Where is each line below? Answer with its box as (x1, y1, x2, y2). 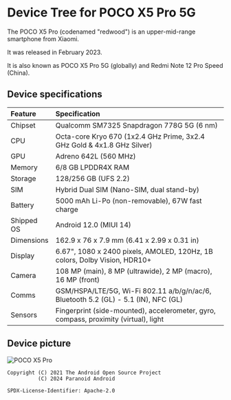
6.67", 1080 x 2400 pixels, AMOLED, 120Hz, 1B (55, 246, 213, 256)
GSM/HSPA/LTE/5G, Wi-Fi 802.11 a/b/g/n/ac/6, (55, 286, 212, 296)
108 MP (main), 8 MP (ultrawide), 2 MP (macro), (55, 266, 212, 276)
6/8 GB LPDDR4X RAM (55, 163, 130, 172)
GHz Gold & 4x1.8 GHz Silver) (55, 140, 153, 150)
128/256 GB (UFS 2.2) (55, 174, 130, 183)
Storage (10, 174, 36, 183)
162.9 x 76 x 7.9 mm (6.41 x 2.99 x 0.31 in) (55, 235, 199, 245)
